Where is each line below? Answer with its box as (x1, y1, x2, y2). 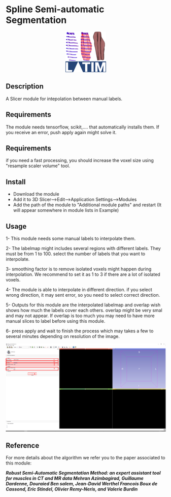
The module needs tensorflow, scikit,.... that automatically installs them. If (6, 123, 159, 130)
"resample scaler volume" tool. (6, 163, 71, 169)
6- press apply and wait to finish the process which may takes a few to (6, 328, 154, 334)
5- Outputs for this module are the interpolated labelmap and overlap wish (6, 302, 161, 308)
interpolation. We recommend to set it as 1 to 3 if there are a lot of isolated (6, 271, 160, 277)
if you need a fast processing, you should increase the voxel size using (6, 158, 154, 164)
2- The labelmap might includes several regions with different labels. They (6, 245, 161, 251)
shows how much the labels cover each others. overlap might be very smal (6, 307, 163, 313)
